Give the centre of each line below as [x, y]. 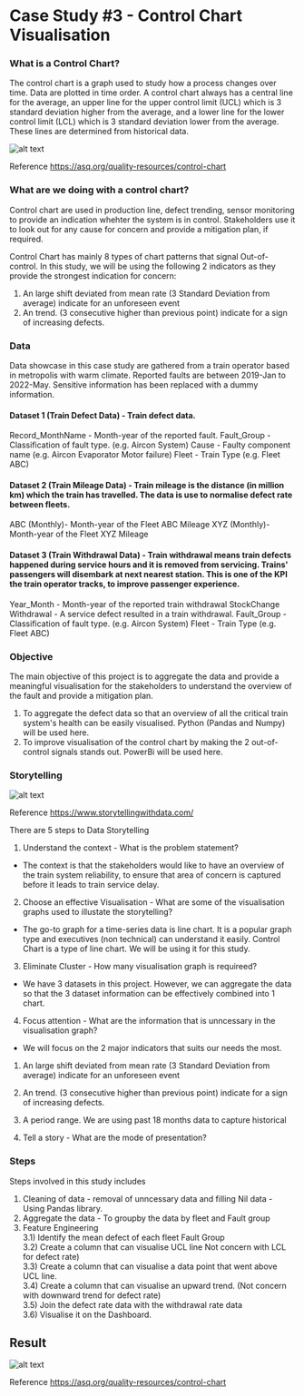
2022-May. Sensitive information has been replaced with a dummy [134, 385]
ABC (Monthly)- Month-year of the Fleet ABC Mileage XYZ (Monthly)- [140, 525]
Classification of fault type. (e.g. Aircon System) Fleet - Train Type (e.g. [143, 624]
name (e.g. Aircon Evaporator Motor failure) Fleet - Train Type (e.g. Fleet [145, 455]
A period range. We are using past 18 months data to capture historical [155, 1120]
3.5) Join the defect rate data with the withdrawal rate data [132, 1304]
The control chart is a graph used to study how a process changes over [143, 84]
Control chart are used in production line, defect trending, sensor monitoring [152, 210]
